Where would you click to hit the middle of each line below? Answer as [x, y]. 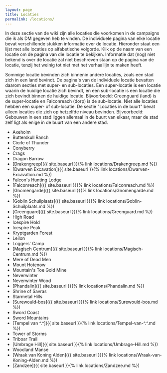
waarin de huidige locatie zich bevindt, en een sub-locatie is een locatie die [83, 91]
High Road [23, 217]
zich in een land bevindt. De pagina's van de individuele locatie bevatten [80, 80]
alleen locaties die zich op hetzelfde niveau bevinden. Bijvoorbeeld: [74, 112]
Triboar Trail [25, 339]
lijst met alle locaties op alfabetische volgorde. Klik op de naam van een [79, 49]
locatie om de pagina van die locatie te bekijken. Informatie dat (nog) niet [80, 54]
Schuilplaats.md [29, 206]
